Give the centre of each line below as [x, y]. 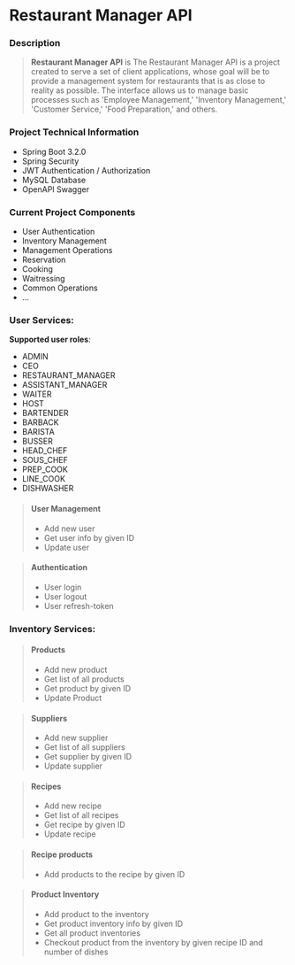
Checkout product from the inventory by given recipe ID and [153, 942]
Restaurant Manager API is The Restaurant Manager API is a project [155, 62]
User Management [66, 508]
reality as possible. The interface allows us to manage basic [140, 90]
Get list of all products [84, 679]
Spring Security [50, 161]
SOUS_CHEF [45, 460]
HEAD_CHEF [45, 451]
